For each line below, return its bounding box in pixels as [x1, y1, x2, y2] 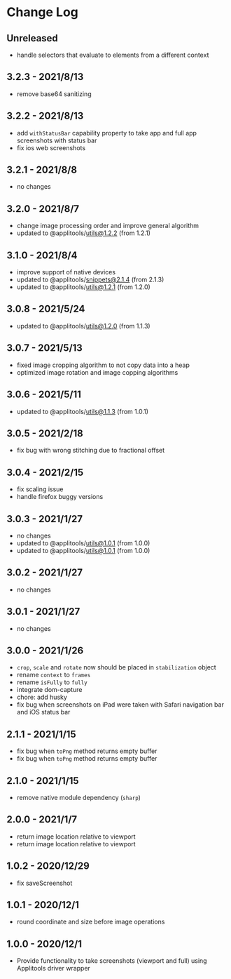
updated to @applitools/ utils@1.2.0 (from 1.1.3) [16, 321, 151, 330]
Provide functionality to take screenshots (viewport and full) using [16, 957, 207, 965]
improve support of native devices [16, 268, 116, 277]
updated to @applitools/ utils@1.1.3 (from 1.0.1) [16, 407, 148, 415]
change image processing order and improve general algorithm [16, 222, 199, 230]
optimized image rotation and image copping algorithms [16, 368, 178, 376]
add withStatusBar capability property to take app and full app [16, 128, 197, 137]
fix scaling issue [16, 485, 64, 493]
